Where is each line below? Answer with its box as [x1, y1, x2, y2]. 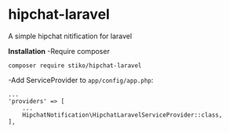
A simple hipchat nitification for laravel [8, 31, 133, 41]
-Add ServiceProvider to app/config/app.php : [8, 75, 154, 84]
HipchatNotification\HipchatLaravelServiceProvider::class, [22, 111, 223, 119]
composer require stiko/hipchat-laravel [8, 61, 143, 70]
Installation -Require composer [8, 46, 110, 56]
